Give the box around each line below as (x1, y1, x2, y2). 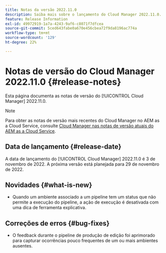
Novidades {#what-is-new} (5, 181, 92, 189)
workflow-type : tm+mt (5, 30, 50, 35)
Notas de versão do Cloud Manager (5, 65, 155, 77)
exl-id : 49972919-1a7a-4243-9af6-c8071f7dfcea (5, 21, 104, 26)
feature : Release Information (5, 16, 68, 21)
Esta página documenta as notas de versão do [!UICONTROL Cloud (5, 93, 144, 99)
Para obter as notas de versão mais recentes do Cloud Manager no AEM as (5, 117, 160, 123)
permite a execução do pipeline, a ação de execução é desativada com (12, 199, 159, 205)
